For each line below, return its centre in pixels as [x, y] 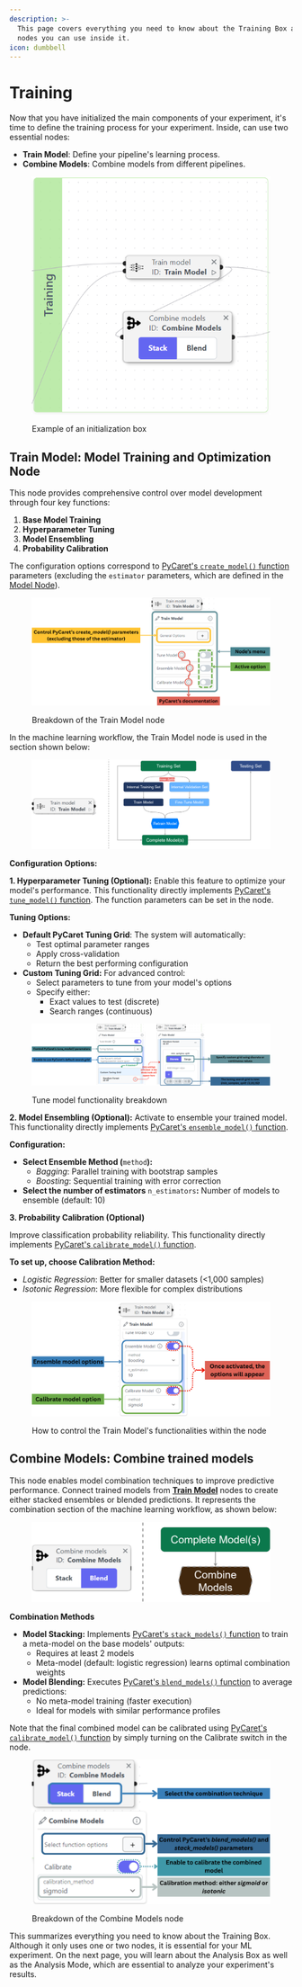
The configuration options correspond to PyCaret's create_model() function [149, 566]
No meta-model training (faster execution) [114, 1701]
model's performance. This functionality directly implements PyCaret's [140, 891]
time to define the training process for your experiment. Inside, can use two [149, 128]
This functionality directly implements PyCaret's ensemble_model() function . [149, 1127]
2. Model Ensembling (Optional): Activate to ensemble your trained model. [148, 1117]
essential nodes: [40, 137]
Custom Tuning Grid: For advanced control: [104, 973]
